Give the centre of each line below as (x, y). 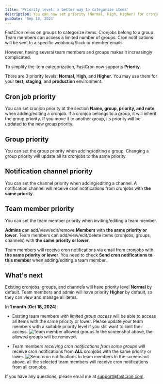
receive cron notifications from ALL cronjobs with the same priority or (82, 351)
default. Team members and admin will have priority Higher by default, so (79, 292)
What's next (24, 275)
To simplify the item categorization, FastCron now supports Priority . (73, 67)
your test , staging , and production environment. (54, 81)
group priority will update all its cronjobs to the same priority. (66, 156)
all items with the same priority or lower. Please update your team (77, 321)
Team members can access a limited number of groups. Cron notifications (79, 37)
